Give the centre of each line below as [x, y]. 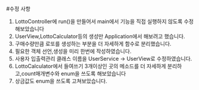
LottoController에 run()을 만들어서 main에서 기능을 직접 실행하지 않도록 [99, 21]
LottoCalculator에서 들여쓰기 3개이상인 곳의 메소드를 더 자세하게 [90, 66]
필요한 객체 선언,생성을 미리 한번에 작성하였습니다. [73, 51]
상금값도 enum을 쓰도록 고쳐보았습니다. [61, 81]
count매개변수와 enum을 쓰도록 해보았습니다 [74, 74]
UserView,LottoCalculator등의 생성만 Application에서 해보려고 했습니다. [100, 36]
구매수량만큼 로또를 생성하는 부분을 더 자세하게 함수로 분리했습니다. [93, 44]
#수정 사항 [19, 9]
